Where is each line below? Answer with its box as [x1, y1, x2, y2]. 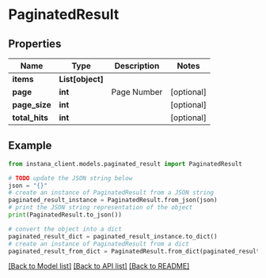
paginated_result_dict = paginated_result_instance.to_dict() [8, 232, 218, 240]
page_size [12, 100, 51, 110]
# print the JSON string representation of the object [8, 204, 193, 212]
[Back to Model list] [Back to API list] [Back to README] [8, 261, 190, 271]
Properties [8, 37, 62, 51]
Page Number [111, 87, 163, 97]
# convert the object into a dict [8, 225, 123, 233]
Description [114, 61, 160, 71]
